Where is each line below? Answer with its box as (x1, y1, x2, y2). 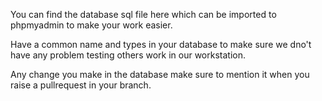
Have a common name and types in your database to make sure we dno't (10, 39, 312, 50)
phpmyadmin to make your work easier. (10, 19, 173, 31)
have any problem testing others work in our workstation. (10, 49, 246, 61)
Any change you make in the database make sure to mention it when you (10, 69, 310, 80)
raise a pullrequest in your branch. (10, 79, 152, 91)
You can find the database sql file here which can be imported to (10, 9, 277, 20)
